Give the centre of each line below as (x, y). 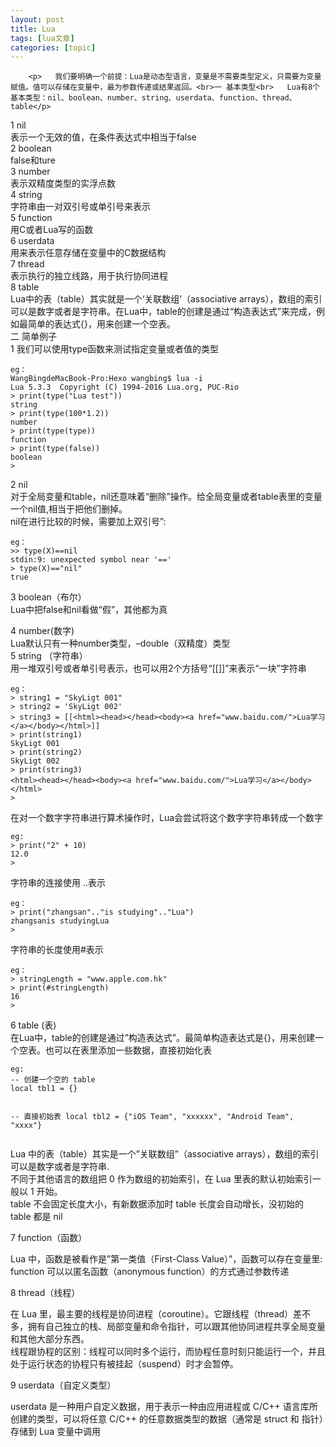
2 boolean (31, 148)
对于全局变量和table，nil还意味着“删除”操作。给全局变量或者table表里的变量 (166, 497)
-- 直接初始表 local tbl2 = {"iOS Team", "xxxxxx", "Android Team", (152, 1117)
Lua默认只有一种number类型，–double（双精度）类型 (120, 643)
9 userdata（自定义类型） (63, 1385)
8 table (25, 287)
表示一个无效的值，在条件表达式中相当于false (103, 137)
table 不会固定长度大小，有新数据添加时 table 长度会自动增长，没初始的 (157, 1204)
